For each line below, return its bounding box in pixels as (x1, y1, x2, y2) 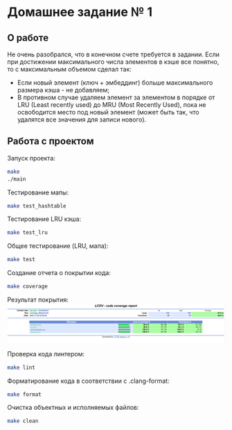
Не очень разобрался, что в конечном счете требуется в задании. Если (7, 50, 220, 58)
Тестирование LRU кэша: (7, 215, 82, 223)
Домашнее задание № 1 (7, 4, 153, 20)
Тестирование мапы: (7, 188, 69, 197)
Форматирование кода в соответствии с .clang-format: (7, 377, 170, 385)
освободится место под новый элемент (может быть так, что (17, 108, 199, 116)
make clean (7, 417, 39, 424)
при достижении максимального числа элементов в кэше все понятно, (7, 58, 220, 66)
